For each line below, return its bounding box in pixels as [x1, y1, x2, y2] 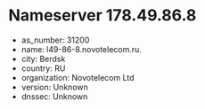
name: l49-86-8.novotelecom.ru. [20, 43, 142, 54]
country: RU [20, 63, 66, 74]
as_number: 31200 [20, 35, 90, 45]
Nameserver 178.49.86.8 [8, 5, 197, 26]
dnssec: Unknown [20, 90, 88, 102]
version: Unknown [20, 82, 88, 92]
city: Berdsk [20, 53, 66, 64]
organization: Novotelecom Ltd [20, 72, 135, 82]
